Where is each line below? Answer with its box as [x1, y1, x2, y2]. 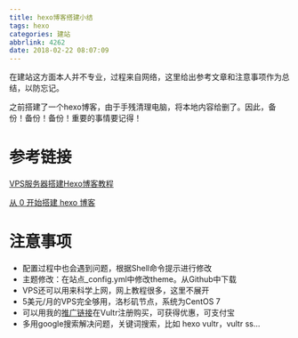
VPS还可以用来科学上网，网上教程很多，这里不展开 [21, 286, 210, 295]
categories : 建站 [9, 29, 71, 38]
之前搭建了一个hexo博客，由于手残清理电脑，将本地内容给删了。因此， [9, 101, 269, 112]
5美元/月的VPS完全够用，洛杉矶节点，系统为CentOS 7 [21, 296, 221, 307]
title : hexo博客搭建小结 [9, 12, 93, 22]
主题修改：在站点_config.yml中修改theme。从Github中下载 [21, 274, 238, 285]
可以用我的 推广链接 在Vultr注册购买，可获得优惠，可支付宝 [21, 308, 236, 318]
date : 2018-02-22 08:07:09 [9, 46, 109, 55]
